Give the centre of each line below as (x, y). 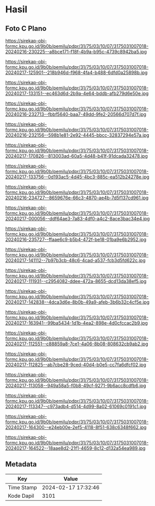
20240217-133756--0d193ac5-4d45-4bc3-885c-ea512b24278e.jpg (77, 177)
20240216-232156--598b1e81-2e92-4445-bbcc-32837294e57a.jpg (77, 135)
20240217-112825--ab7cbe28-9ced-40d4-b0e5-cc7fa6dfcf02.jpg (76, 365)
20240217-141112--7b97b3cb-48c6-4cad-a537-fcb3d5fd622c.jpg (75, 260)
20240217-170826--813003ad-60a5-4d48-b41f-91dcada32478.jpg (76, 156)
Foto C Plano (26, 29)
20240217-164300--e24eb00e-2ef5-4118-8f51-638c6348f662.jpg (76, 427)
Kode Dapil (21, 496)
